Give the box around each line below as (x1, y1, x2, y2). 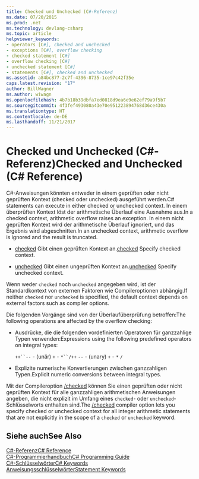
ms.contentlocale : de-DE (6, 113, 68, 119)
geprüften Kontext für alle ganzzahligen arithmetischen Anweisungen (6, 389, 176, 396)
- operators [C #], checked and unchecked (6, 42, 110, 48)
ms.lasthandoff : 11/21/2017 (6, 119, 76, 125)
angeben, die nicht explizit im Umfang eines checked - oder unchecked (6, 395, 174, 402)
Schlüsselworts (6, 401, 44, 408)
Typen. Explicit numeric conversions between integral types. (14, 371, 162, 378)
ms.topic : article (6, 31, 52, 37)
